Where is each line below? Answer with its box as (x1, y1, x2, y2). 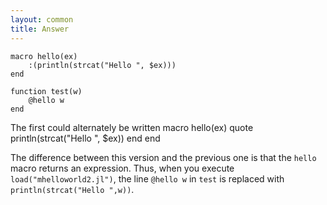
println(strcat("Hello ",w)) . (10, 183, 135, 195)
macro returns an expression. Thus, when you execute (10, 162, 235, 174)
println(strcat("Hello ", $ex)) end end (10, 132, 161, 144)
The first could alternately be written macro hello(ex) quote (10, 121, 254, 133)
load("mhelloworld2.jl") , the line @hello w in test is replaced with (10, 172, 285, 185)
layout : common (10, 14, 74, 25)
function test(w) (10, 86, 83, 96)
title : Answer (10, 24, 70, 34)
